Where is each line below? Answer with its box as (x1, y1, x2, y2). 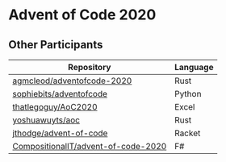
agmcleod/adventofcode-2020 (12, 75, 132, 86)
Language (174, 62, 214, 73)
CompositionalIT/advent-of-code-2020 (12, 141, 167, 152)
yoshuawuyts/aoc (12, 114, 81, 126)
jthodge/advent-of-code (12, 127, 108, 139)
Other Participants (8, 38, 103, 52)
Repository (68, 62, 111, 73)
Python (174, 89, 202, 99)
